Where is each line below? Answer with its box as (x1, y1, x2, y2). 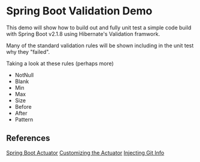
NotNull (14, 71, 34, 78)
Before (14, 103, 32, 110)
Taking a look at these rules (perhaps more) (6, 60, 114, 67)
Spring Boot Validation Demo (6, 4, 153, 18)
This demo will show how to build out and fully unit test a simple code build (6, 24, 192, 31)
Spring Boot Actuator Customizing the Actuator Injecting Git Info (6, 149, 165, 156)
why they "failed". (6, 48, 50, 55)
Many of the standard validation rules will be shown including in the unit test (6, 42, 194, 49)
